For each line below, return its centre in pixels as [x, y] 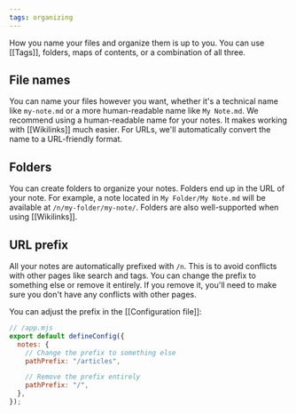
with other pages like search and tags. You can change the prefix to [133, 275]
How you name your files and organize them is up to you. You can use [137, 43]
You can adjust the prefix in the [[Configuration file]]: [105, 312]
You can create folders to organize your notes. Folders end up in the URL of [147, 188]
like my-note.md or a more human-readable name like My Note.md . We [134, 111]
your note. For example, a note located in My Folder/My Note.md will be [137, 198]
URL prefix [39, 245]
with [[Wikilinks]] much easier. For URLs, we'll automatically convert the [140, 130]
